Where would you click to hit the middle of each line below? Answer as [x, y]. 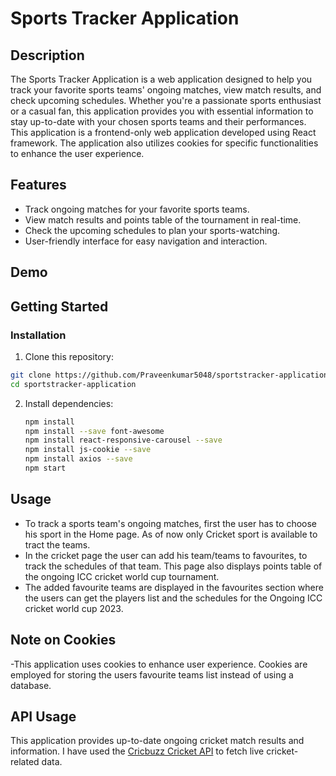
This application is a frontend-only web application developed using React [163, 132]
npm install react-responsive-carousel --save [123, 440]
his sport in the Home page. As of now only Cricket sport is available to [171, 534]
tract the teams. [57, 544]
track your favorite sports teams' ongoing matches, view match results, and [166, 90]
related [25, 762]
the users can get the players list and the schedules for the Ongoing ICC [173, 598]
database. [31, 685]
